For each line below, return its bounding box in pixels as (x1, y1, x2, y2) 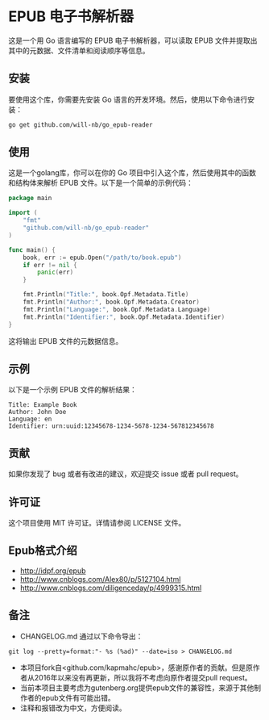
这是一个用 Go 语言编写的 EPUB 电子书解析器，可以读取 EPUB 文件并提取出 (8, 36, 258, 45)
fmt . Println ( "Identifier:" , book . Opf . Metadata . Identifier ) (23, 312, 226, 321)
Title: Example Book (8, 401, 78, 409)
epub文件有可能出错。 (41, 693, 115, 702)
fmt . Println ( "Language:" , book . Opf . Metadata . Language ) (23, 305, 211, 313)
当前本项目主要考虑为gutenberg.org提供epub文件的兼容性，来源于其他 (19, 683, 255, 693)
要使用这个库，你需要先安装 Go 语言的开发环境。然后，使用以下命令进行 (8, 94, 248, 104)
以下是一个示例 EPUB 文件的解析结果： (8, 385, 137, 395)
